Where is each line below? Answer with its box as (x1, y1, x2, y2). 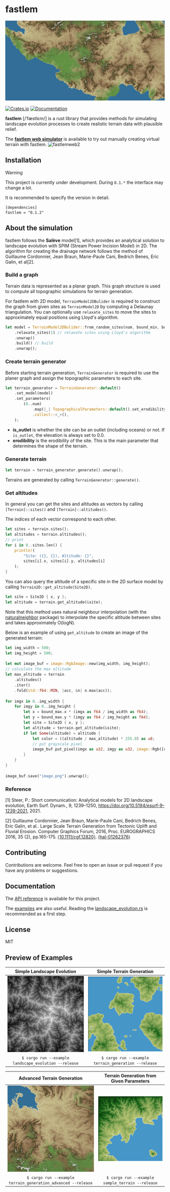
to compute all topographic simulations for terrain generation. (5, 288, 133, 294)
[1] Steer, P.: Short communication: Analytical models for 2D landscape (5, 797, 153, 803)
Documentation (5, 882, 56, 890)
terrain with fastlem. (5, 141, 47, 147)
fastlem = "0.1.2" (5, 210, 44, 215)
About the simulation (5, 224, 73, 233)
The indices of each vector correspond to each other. (5, 516, 117, 523)
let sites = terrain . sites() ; (5, 527, 69, 532)
